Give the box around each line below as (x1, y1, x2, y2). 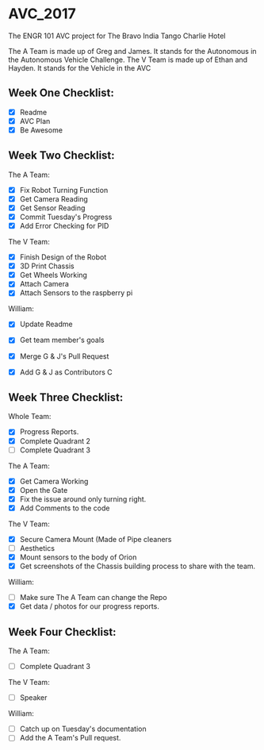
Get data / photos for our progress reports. (19, 602, 160, 611)
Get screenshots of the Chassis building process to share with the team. (19, 561, 256, 571)
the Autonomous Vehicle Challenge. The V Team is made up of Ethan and (8, 55, 248, 64)
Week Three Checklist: (8, 390, 124, 405)
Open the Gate (19, 485, 68, 494)
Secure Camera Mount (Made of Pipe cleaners (19, 534, 172, 544)
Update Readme (19, 319, 73, 329)
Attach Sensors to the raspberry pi (19, 288, 133, 298)
